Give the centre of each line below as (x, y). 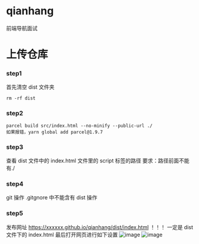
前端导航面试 (22, 28)
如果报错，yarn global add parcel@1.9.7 (54, 132)
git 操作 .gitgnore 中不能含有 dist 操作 (52, 198)
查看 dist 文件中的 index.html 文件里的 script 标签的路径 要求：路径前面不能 (98, 161)
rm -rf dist (21, 98)
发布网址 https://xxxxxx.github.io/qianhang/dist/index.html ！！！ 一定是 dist (100, 227)
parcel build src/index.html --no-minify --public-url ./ (79, 126)
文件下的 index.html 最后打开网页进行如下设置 (62, 234)
